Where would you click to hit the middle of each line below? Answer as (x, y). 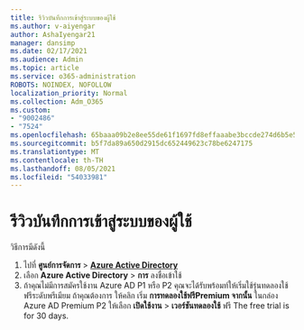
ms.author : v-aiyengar (53, 26)
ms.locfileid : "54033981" (59, 177)
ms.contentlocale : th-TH (57, 160)
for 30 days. (46, 316)
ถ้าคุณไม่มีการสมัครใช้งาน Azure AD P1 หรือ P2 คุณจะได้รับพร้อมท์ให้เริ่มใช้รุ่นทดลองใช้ (156, 286)
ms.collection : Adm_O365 (57, 101)
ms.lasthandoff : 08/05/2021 (63, 169)
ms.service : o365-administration (73, 77)
